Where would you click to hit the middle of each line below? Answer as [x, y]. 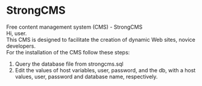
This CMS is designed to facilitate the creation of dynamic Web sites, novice [101, 39]
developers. [21, 46]
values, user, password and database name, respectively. [86, 76]
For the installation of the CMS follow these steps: [68, 52]
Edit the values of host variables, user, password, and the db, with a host [105, 70]
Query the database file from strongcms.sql [69, 64]
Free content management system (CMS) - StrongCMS [74, 27]
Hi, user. [17, 33]
